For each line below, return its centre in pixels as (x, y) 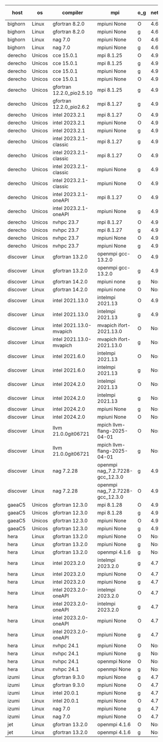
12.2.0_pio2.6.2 (71, 107)
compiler (73, 13)
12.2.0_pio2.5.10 (73, 93)
